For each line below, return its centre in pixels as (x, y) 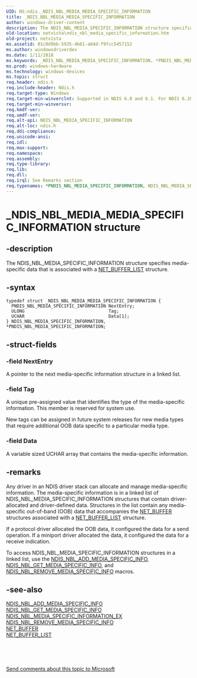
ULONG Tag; (65, 311)
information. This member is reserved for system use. (71, 408)
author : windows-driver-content (45, 22)
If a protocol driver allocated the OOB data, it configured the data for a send (98, 529)
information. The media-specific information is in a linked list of (82, 492)
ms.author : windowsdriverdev (42, 50)
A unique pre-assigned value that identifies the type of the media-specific (95, 402)
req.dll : (17, 175)
